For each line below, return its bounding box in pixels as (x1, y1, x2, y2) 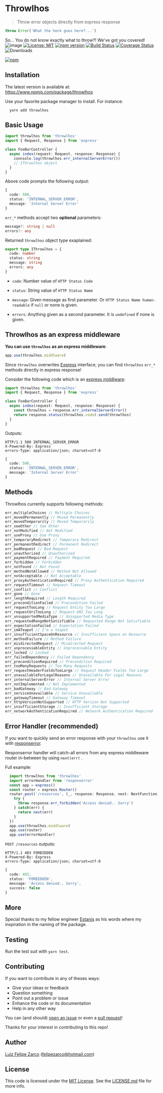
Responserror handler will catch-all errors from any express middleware (5, 749, 149, 755)
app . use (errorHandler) (9, 832, 55, 837)
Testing (5, 935, 29, 944)
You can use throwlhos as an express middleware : (5, 343, 107, 349)
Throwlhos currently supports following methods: (5, 501, 104, 507)
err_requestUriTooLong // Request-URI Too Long (5, 610, 103, 614)
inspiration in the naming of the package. (5, 922, 87, 927)
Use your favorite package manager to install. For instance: (5, 98, 123, 104)
